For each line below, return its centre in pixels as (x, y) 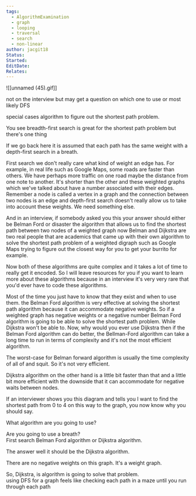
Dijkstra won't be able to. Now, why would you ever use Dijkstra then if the (96, 328)
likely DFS (18, 105)
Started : (17, 60)
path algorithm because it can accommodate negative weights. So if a (90, 309)
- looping (23, 28)
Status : (16, 55)
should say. (20, 411)
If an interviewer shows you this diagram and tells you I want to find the (92, 399)
